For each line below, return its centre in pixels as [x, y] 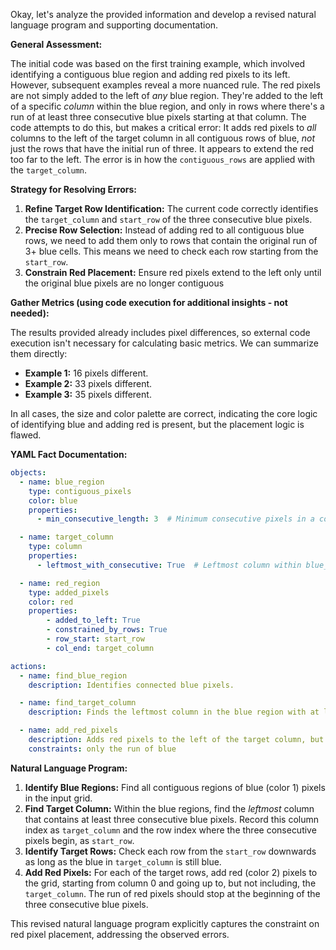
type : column [55, 547]
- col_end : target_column [100, 648]
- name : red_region [60, 583]
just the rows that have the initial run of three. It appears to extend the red [162, 148]
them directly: [39, 353]
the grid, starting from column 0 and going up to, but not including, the [170, 883]
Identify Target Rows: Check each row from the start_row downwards [170, 851]
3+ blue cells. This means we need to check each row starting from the [171, 251]
